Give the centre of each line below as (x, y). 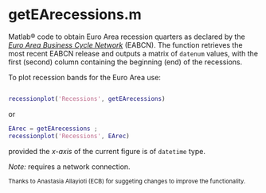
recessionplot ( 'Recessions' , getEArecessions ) (87, 98)
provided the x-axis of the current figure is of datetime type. (107, 151)
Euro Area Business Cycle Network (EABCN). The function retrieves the (125, 44)
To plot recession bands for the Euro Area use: (85, 77)
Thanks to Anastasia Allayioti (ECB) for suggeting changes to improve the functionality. (127, 181)
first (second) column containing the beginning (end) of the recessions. (125, 62)
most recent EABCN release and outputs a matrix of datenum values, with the (133, 53)
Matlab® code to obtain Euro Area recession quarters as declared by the (127, 37)
